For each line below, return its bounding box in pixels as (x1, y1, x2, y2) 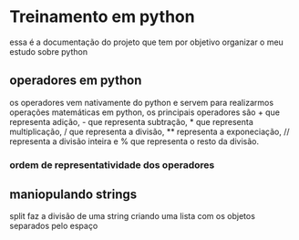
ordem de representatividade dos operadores (9, 158, 215, 171)
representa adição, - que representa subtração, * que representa (9, 116, 253, 127)
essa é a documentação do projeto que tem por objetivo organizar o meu (9, 37, 284, 47)
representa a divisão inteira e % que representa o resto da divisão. (9, 135, 260, 147)
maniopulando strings (9, 187, 138, 203)
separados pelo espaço (9, 221, 98, 232)
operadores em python (9, 73, 142, 89)
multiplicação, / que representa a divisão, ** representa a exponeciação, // (9, 126, 290, 137)
